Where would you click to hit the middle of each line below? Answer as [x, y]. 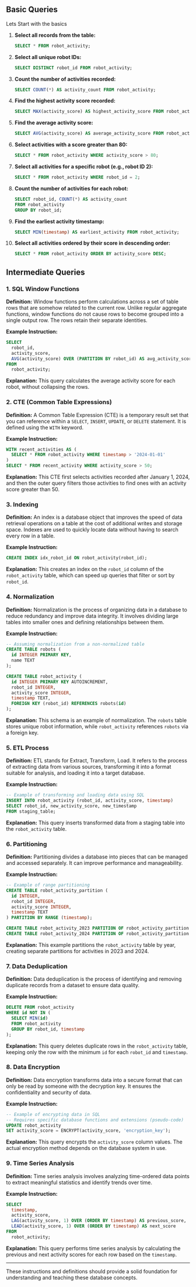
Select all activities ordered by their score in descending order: [92, 243]
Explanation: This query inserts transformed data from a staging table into [96, 823]
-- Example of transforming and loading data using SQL [75, 795]
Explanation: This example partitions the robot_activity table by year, [91, 944]
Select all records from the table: [55, 35]
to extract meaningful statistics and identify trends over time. [79, 1182]
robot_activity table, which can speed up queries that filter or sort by [90, 576]
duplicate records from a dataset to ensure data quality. [73, 985]
